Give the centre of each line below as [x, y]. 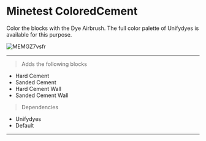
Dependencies [40, 107]
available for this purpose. [39, 34]
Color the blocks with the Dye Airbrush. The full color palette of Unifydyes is [103, 28]
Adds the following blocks [54, 64]
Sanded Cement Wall [42, 95]
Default [25, 125]
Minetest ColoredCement [72, 11]
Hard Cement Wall [38, 89]
